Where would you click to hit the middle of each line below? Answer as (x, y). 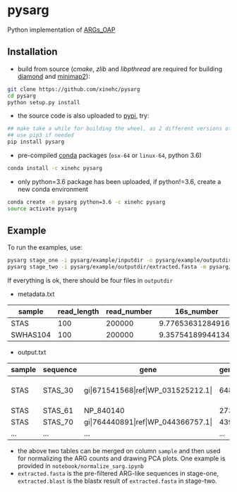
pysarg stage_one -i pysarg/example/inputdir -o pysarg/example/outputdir (120, 260)
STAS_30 (58, 390)
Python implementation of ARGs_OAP (61, 30)
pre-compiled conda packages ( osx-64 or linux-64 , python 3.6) (110, 155)
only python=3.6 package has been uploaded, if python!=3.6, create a (119, 181)
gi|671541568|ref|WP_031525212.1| (148, 390)
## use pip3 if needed (41, 135)
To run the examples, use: (45, 247)
